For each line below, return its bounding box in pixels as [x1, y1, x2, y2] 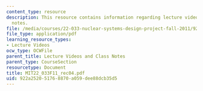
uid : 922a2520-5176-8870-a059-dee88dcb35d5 [6, 75, 118, 81]
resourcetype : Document [6, 64, 66, 71]
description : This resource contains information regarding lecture [6, 14, 182, 20]
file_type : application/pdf [6, 31, 77, 37]
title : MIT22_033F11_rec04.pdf [6, 70, 85, 76]
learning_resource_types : [6, 37, 71, 43]
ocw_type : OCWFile [6, 48, 53, 54]
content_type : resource [6, 8, 66, 15]
